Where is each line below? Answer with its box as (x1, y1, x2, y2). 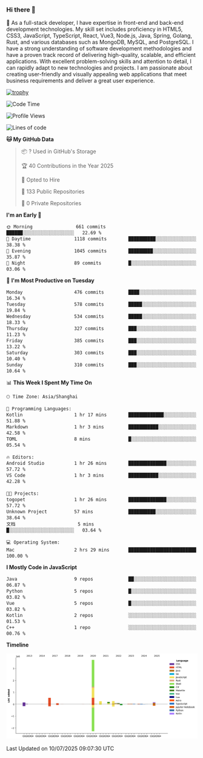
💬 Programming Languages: (6, 406, 72, 412)
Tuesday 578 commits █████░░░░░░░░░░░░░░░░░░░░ (6, 302, 197, 308)
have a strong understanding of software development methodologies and (6, 45, 192, 52)
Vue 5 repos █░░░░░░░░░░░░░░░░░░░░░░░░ (6, 601, 197, 607)
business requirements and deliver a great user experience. (6, 77, 155, 84)
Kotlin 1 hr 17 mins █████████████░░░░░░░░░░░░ (6, 412, 197, 418)
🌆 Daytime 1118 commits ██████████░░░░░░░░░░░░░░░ (6, 236, 197, 242)
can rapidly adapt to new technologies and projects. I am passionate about (6, 64, 193, 71)
